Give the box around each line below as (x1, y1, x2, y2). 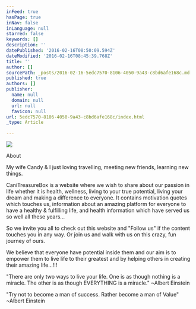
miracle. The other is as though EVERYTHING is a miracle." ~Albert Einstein (6, 279, 190, 286)
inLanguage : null (6, 25, 49, 32)
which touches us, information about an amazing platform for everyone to (6, 201, 186, 208)
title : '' (6, 58, 31, 64)
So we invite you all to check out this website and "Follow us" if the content (6, 224, 190, 232)
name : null (11, 92, 39, 98)
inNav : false (6, 20, 39, 26)
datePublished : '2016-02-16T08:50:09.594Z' (6, 48, 116, 54)
